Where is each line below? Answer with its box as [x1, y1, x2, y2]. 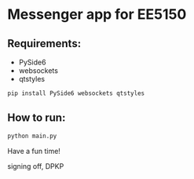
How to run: [7, 111, 66, 125]
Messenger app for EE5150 [7, 5, 187, 24]
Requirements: [7, 37, 82, 50]
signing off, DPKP [7, 161, 64, 170]
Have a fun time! [7, 146, 60, 155]
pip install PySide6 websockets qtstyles [7, 89, 145, 97]
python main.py [7, 132, 57, 140]
